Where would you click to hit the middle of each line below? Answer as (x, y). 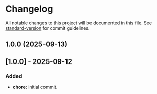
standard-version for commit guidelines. (48, 28)
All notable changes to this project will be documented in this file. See (79, 23)
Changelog (29, 9)
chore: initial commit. (35, 87)
